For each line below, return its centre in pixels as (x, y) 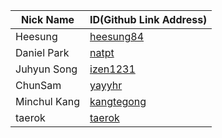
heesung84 (117, 36)
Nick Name (47, 19)
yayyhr (106, 85)
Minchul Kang (48, 101)
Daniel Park (42, 52)
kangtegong (118, 101)
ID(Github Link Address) (148, 19)
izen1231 (112, 69)
